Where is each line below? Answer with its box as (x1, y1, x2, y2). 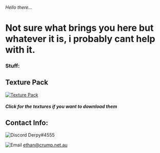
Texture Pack (5, 78, 49, 87)
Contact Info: (5, 118, 49, 127)
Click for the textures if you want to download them (5, 103, 117, 110)
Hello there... (5, 4, 32, 10)
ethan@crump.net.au (23, 142, 68, 148)
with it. (5, 44, 35, 55)
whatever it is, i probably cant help (5, 33, 155, 45)
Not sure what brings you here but (5, 22, 154, 33)
